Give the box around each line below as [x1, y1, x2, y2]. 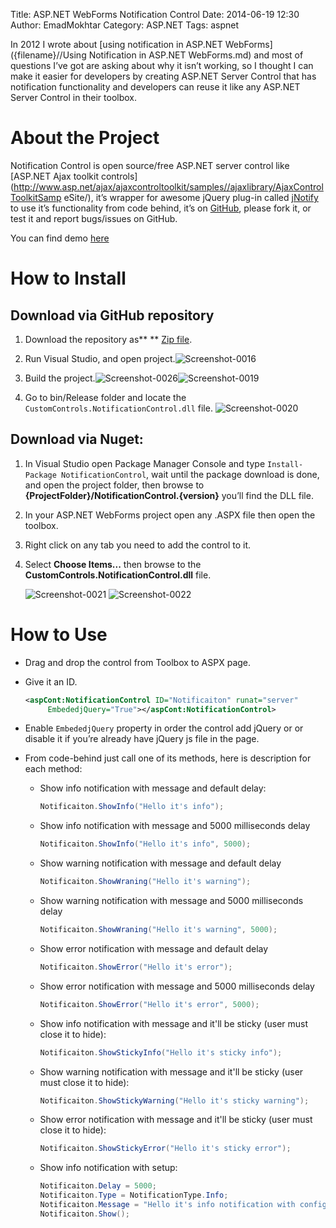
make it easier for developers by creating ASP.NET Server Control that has [10, 70, 317, 82]
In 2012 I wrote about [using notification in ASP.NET [10, 39, 223, 50]
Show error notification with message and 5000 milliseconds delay [39, 980, 315, 992]
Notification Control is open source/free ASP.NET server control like [10, 159, 290, 171]
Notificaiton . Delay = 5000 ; [39, 1181, 157, 1191]
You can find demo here [10, 232, 110, 244]
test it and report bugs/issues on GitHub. [10, 212, 178, 224]
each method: [24, 763, 83, 775]
